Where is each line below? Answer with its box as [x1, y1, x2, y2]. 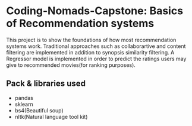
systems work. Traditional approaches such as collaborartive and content [6, 43, 186, 50]
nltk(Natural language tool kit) [14, 113, 88, 120]
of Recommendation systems [6, 17, 155, 30]
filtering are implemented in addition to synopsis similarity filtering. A [6, 49, 175, 56]
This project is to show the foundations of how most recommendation [6, 36, 177, 43]
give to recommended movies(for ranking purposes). [6, 61, 136, 69]
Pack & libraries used [6, 79, 86, 89]
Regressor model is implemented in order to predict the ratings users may [6, 55, 187, 62]
